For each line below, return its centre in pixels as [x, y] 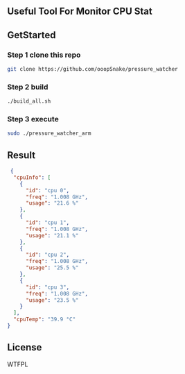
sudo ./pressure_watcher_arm [49, 134]
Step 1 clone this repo [44, 55]
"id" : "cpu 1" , [47, 223]
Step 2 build [28, 87]
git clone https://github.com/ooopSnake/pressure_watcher [92, 69]
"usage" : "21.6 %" [52, 203]
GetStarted [32, 35]
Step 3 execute [33, 119]
